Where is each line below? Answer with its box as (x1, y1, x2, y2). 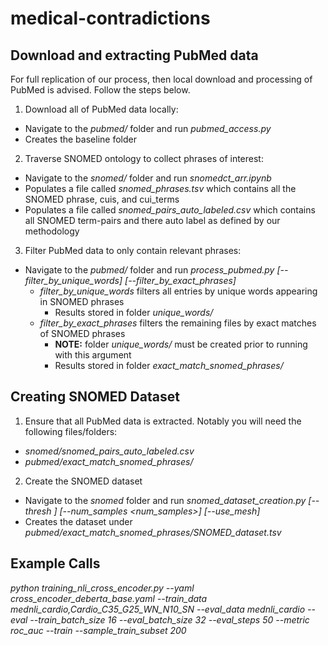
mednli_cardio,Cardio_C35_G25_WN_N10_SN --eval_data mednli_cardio (10, 603, 306, 615)
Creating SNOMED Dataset (10, 388, 180, 406)
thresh (24, 505, 52, 517)
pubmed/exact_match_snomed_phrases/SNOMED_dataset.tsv (24, 526, 282, 538)
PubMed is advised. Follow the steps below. (10, 84, 191, 96)
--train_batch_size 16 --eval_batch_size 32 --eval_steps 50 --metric (29, 613, 310, 626)
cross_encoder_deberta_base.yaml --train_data (10, 592, 208, 604)
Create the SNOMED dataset (24, 475, 143, 487)
